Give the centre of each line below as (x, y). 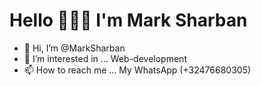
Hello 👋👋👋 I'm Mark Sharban (128, 20)
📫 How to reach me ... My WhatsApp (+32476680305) (137, 70)
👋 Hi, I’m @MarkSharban (74, 48)
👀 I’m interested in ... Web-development (105, 58)
